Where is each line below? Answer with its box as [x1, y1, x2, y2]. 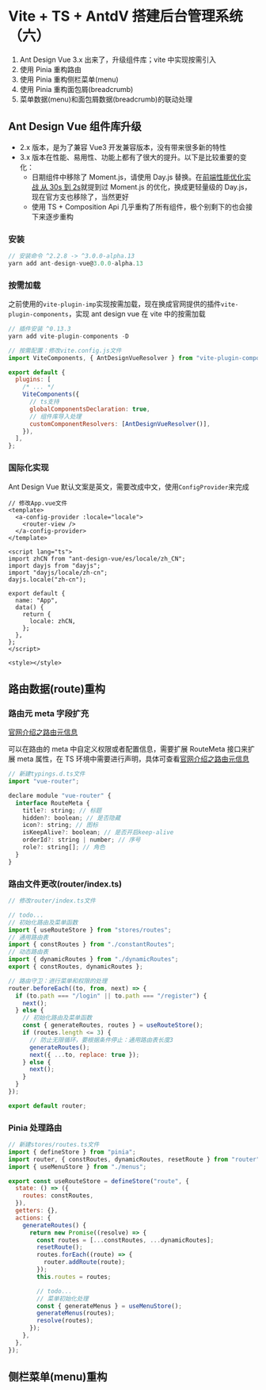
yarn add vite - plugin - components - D [8, 332, 129, 340]
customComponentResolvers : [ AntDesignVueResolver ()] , [28, 419, 211, 428]
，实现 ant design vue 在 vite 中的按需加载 [68, 309, 206, 319]
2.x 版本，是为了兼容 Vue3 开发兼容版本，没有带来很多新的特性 [19, 142, 227, 151]
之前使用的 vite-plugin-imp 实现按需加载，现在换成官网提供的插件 [8, 299, 222, 309]
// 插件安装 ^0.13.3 [8, 325, 71, 333]
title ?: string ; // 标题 [22, 806, 102, 814]
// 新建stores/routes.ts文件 [8, 1141, 100, 1149]
